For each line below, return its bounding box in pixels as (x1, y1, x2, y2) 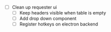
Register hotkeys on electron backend (19, 21, 98, 27)
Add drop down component (19, 15, 77, 21)
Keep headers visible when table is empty (19, 10, 106, 16)
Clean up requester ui (12, 4, 57, 10)
